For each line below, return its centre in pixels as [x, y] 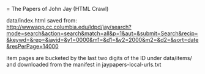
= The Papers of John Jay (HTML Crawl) [58, 9]
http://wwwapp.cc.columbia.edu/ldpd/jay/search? [69, 27]
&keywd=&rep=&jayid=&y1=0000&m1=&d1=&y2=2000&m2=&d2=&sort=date [102, 40]
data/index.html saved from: [42, 20]
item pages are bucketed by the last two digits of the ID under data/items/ [99, 58]
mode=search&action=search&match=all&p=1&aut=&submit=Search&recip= [102, 33]
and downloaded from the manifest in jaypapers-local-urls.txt [84, 64]
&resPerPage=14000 [33, 46]
